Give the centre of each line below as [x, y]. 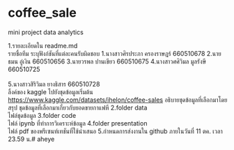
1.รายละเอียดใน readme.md [43, 45]
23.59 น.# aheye [31, 139]
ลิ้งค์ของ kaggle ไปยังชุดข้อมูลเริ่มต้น [50, 91]
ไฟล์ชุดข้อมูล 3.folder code [42, 115]
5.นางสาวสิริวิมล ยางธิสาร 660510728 [54, 84]
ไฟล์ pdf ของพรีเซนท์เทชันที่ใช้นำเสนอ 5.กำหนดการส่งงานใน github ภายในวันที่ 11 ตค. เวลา [116, 131]
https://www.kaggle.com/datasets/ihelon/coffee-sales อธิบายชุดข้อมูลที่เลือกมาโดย [118, 100]
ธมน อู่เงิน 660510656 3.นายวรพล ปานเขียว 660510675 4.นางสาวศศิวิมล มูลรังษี [107, 61]
